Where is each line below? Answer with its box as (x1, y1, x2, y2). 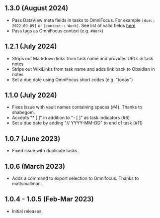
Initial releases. (11, 208, 43, 214)
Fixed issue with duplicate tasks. (11, 148, 79, 154)
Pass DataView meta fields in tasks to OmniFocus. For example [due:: (11, 17, 155, 23)
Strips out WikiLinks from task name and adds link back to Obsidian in (11, 66, 155, 72)
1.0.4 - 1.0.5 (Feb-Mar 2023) (4, 195, 94, 204)
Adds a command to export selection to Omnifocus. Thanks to (11, 175, 139, 181)
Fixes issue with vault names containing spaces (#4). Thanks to (11, 104, 143, 110)
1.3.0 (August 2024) (4, 4, 69, 12)
